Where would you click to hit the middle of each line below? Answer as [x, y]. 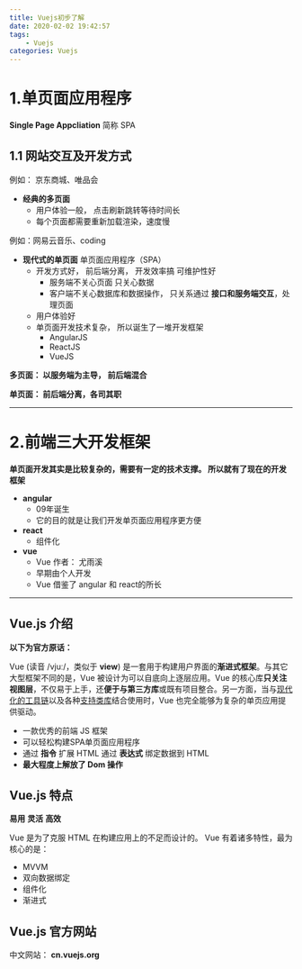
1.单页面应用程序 [71, 99]
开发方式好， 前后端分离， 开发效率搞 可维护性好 [126, 270]
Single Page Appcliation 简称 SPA [73, 125]
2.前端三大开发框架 [80, 443]
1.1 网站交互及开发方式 [71, 156]
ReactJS [65, 347]
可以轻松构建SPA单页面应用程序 [81, 742]
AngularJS [68, 337]
